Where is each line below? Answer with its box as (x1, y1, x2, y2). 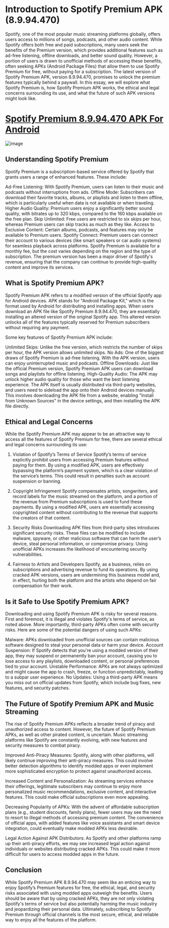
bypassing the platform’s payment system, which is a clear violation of (12, 468, 158, 474)
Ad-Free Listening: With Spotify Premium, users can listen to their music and (5, 183, 163, 190)
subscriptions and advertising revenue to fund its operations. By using (12, 566, 158, 573)
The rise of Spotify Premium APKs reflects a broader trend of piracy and (5, 720, 155, 727)
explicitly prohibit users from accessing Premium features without (12, 457, 149, 463)
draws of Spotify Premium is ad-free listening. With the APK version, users (5, 354, 160, 360)
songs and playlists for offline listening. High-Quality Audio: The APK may (5, 371, 157, 377)
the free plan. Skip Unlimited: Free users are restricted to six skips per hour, (5, 216, 162, 222)
